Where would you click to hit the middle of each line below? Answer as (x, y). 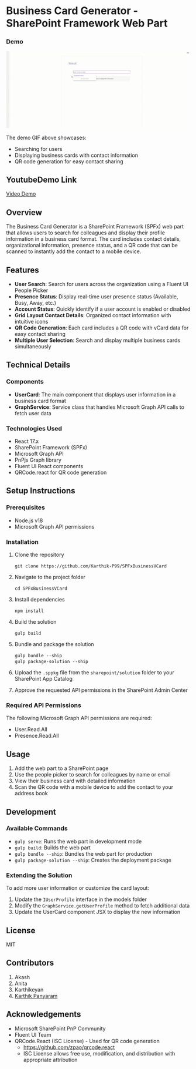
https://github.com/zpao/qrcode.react (69, 1047)
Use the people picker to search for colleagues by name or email (92, 775)
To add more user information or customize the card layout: (78, 888)
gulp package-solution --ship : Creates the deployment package (93, 860)
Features (23, 270)
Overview (24, 212)
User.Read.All (31, 730)
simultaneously (33, 347)
